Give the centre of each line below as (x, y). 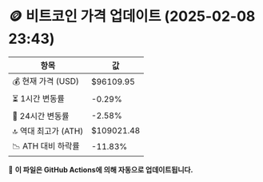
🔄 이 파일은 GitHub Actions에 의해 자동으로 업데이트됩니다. (101, 169)
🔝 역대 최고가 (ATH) (48, 131)
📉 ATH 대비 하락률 (46, 146)
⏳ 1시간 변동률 (39, 98)
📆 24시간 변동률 (41, 116)
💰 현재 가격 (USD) (46, 81)
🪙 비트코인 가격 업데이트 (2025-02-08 (132, 16)
